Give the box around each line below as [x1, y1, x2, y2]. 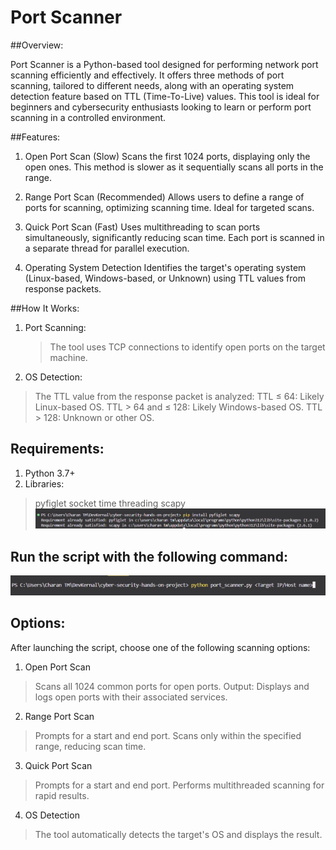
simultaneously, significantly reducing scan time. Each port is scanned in [24, 231, 325, 243]
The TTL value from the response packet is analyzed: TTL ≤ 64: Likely [34, 390, 325, 402]
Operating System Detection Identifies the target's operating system [24, 261, 307, 273]
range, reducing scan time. [34, 740, 147, 752]
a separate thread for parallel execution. [24, 242, 190, 254]
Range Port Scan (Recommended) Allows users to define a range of [24, 191, 305, 203]
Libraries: [24, 477, 65, 490]
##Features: [10, 131, 61, 143]
